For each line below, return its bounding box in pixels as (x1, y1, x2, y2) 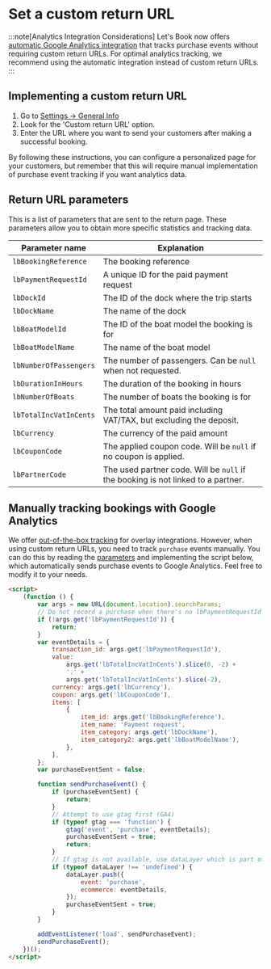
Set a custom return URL (8, 5, 175, 23)
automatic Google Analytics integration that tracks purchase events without (8, 40, 259, 49)
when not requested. (102, 364, 181, 376)
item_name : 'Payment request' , (80, 721, 186, 729)
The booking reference (102, 255, 190, 267)
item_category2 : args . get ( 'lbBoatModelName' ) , (80, 735, 240, 744)
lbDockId (12, 293, 46, 302)
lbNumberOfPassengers (12, 360, 95, 370)
